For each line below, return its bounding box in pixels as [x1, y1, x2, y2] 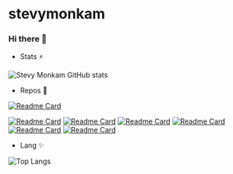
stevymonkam [8, 5, 105, 23]
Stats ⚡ [19, 52, 44, 61]
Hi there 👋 [8, 34, 48, 45]
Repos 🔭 [19, 85, 48, 96]
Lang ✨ [19, 140, 45, 150]
